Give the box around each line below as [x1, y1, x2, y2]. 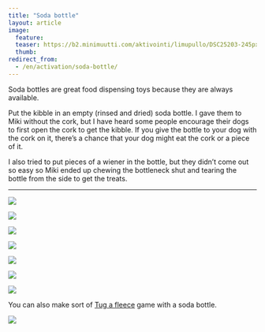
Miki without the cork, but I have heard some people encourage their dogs [8, 116, 249, 126]
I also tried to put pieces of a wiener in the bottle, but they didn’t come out [8, 157, 249, 166]
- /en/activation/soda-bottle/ [15, 63, 118, 71]
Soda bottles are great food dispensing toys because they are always [8, 84, 233, 94]
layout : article [8, 19, 62, 27]
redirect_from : [8, 56, 58, 64]
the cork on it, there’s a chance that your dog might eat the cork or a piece [8, 133, 250, 143]
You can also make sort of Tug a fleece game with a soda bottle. [8, 300, 217, 309]
